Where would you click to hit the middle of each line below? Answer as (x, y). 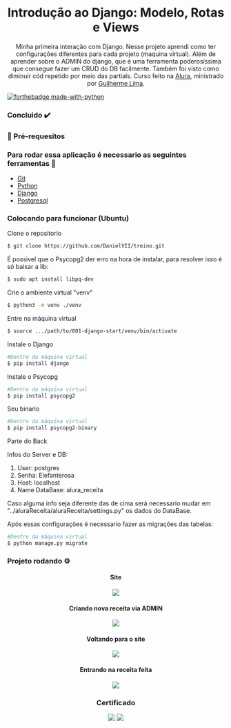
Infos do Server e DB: (38, 455)
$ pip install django (38, 363)
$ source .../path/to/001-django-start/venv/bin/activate (92, 331)
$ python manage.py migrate (48, 543)
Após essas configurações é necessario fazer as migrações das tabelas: (110, 524)
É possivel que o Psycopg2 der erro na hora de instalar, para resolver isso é (115, 259)
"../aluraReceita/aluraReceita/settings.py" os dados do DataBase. (99, 511)
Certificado (116, 702)
